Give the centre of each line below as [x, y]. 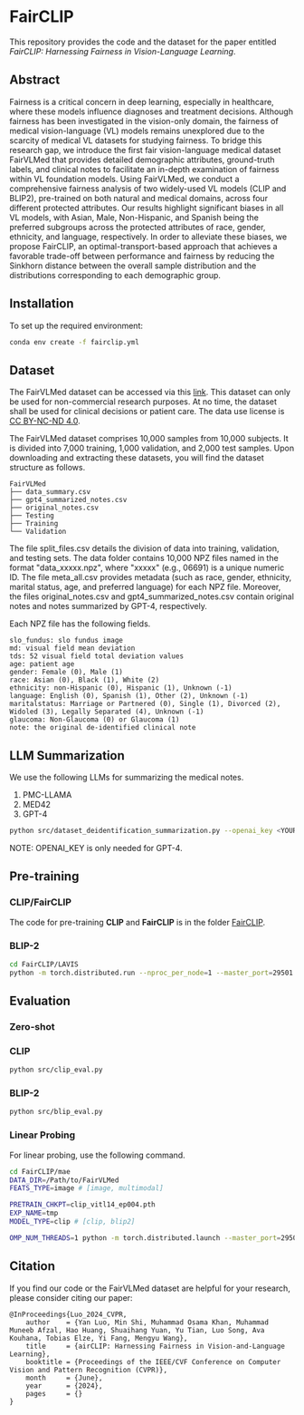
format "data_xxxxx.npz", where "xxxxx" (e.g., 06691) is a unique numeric [147, 567]
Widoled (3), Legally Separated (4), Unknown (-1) [107, 712]
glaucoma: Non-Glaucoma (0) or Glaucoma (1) [95, 720]
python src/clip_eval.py [56, 1070]
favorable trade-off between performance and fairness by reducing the [142, 256]
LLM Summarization [67, 756]
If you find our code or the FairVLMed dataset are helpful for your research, [150, 1288]
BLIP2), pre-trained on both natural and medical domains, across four [139, 198]
